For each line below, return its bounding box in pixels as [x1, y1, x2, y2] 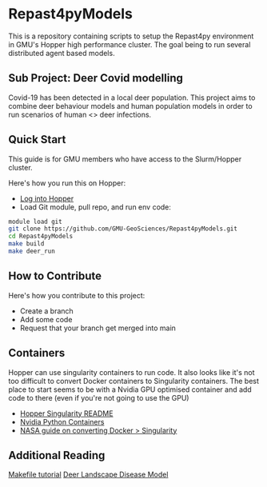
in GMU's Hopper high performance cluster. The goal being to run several [8, 39, 251, 49]
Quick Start [8, 133, 66, 146]
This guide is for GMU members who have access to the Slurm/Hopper [8, 154, 242, 164]
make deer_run [8, 247, 56, 256]
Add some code [19, 314, 73, 324]
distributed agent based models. [8, 48, 115, 58]
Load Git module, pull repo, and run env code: [19, 202, 172, 212]
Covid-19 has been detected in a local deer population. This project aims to [8, 93, 256, 102]
